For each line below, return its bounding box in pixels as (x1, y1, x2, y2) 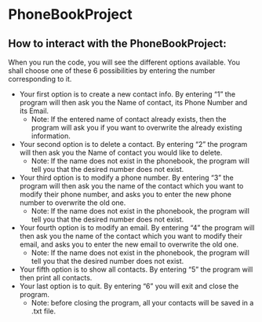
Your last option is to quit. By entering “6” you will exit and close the (19, 281, 239, 291)
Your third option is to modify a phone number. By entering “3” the (19, 173, 234, 182)
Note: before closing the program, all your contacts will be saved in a (31, 298, 254, 307)
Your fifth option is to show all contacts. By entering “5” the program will (19, 265, 253, 274)
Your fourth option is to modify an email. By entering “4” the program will (19, 223, 255, 232)
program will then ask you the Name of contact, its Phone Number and (19, 98, 248, 107)
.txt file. (31, 306, 56, 316)
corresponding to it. (8, 75, 72, 83)
